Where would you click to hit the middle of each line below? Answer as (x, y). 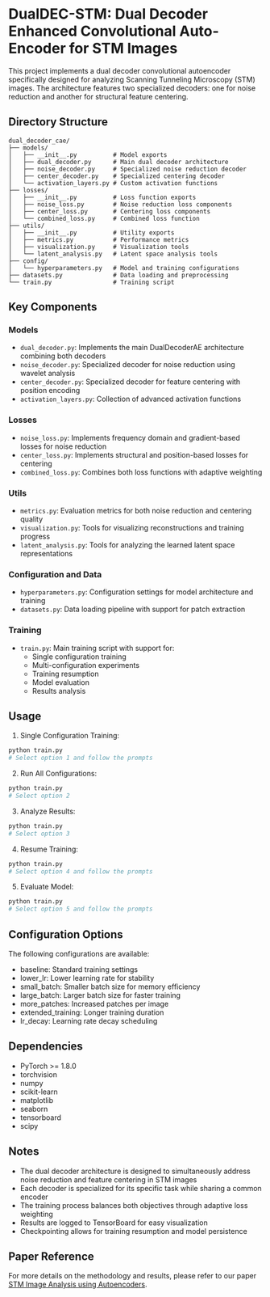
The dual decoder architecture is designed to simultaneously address (135, 1171)
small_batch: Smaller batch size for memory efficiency (110, 986)
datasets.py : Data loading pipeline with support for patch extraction (133, 609)
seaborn (34, 1109)
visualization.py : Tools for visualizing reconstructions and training (132, 528)
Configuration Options (66, 934)
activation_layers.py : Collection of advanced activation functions (131, 399)
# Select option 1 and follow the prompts (81, 758)
